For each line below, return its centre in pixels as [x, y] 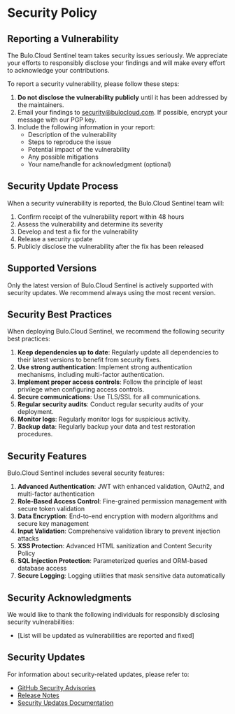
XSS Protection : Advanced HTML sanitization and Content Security [115, 546]
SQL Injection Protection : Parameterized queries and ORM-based [112, 561]
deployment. [35, 412]
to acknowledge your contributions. [58, 70]
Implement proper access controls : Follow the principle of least [110, 382]
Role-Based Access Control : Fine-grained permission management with [122, 501]
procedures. [35, 434]
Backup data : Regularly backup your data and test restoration [106, 427]
